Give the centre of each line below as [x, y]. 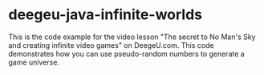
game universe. [34, 62]
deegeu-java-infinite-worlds [106, 15]
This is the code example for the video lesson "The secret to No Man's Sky [132, 37]
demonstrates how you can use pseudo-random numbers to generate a [126, 53]
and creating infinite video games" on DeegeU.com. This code [111, 45]
